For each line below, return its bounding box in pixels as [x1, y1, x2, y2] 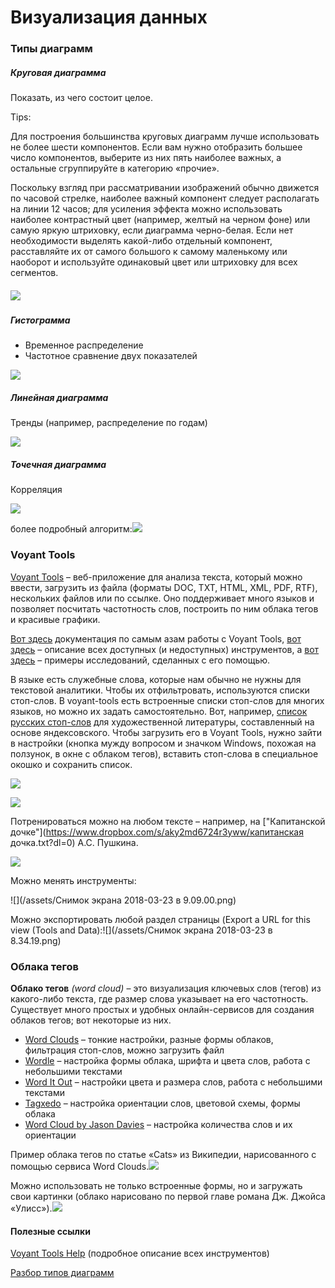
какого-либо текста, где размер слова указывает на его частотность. [10, 992, 309, 1005]
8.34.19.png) [10, 934, 62, 946]
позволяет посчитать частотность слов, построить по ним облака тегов [10, 602, 319, 615]
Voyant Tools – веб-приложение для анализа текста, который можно [10, 571, 303, 583]
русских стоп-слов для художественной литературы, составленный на [10, 716, 315, 728]
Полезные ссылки [10, 1225, 91, 1237]
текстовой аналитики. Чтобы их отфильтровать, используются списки [10, 684, 310, 696]
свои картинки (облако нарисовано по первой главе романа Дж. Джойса [10, 1190, 326, 1202]
